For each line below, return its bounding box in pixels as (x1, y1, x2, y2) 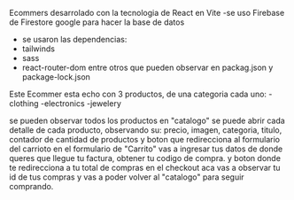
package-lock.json (21, 72, 91, 82)
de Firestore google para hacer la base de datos (9, 17, 185, 27)
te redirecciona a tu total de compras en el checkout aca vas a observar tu (9, 163, 281, 173)
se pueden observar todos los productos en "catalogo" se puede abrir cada (9, 115, 285, 126)
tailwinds (21, 43, 56, 54)
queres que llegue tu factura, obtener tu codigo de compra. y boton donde (9, 153, 282, 163)
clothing (9, 98, 39, 109)
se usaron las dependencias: (21, 35, 128, 44)
